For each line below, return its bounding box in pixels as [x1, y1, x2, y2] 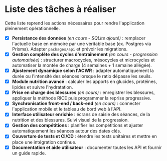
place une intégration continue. [12, 139, 77, 145]
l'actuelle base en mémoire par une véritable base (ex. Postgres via [12, 41, 151, 46]
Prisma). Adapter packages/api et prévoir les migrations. [12, 46, 128, 52]
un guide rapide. [12, 150, 46, 156]
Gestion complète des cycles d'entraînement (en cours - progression [12, 51, 158, 57]
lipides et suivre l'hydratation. [12, 84, 73, 90]
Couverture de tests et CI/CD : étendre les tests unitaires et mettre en [12, 133, 157, 139]
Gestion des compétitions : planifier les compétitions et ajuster [12, 122, 143, 128]
